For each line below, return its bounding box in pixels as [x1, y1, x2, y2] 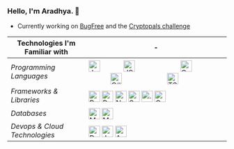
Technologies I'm [17, 38, 76, 48]
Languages [10, 71, 48, 81]
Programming [10, 62, 56, 72]
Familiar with [24, 47, 68, 57]
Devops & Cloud [10, 121, 64, 131]
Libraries [10, 95, 40, 105]
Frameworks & [10, 87, 58, 96]
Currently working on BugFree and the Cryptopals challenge [17, 22, 190, 30]
